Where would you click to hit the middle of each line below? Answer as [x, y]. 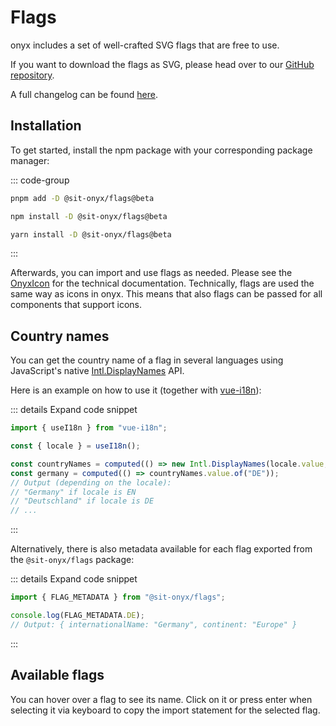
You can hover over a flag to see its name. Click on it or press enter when [161, 699]
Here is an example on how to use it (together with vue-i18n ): [136, 390]
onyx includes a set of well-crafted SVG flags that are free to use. [145, 45]
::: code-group [40, 180]
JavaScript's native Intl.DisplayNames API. [97, 371]
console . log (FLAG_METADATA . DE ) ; [77, 616]
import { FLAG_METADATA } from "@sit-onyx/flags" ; [118, 597]
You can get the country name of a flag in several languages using [147, 360]
